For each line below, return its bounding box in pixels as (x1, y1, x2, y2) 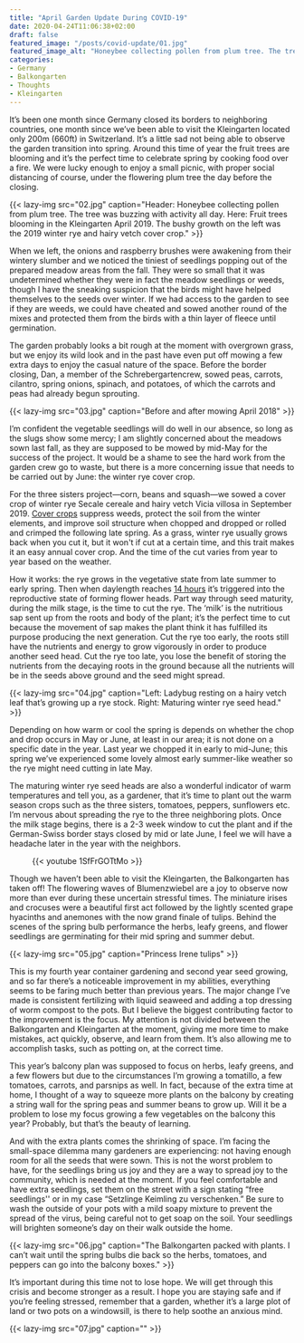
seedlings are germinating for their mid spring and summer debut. (9, 930, 255, 942)
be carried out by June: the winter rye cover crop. (9, 471, 195, 482)
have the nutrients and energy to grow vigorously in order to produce (9, 640, 267, 652)
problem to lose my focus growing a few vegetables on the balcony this (9, 1108, 276, 1119)
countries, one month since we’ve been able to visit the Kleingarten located (9, 123, 290, 134)
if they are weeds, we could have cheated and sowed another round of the (9, 302, 288, 313)
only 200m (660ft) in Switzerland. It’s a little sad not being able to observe (9, 133, 286, 144)
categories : (9, 55, 54, 64)
